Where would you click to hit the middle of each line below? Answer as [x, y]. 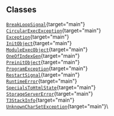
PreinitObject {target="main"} [43, 62]
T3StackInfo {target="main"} [40, 100]
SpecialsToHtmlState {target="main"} [51, 87]
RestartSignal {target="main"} [43, 74]
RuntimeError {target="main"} [42, 81]
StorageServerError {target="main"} [50, 93]
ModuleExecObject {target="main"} [47, 49]
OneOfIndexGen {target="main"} [43, 55]
